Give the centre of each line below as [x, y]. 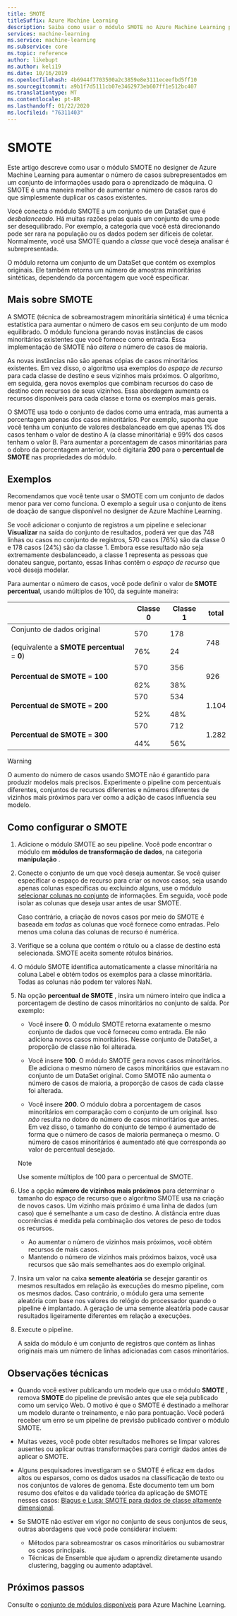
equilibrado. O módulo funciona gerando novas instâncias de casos [105, 332]
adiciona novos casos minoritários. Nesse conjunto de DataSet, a [122, 1039]
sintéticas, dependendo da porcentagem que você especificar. [98, 277]
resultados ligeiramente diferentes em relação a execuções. [104, 1316]
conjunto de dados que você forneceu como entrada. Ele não [117, 1032]
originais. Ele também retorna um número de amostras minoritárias [104, 270]
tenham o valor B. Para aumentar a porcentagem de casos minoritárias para [117, 442]
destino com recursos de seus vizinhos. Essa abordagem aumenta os [108, 391]
